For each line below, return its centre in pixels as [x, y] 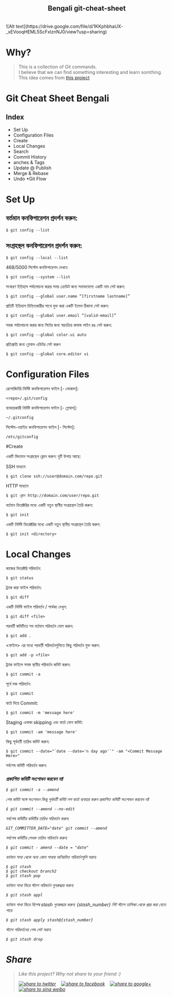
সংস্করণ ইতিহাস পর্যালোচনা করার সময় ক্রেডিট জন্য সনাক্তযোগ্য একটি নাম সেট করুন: [65, 286]
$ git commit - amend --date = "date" [47, 847]
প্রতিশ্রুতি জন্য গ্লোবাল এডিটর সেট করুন [33, 344]
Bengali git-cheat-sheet [87, 8]
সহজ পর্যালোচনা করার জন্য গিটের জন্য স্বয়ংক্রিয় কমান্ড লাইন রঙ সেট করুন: [59, 325]
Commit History [30, 157]
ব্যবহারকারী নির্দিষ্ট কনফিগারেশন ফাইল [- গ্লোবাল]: [42, 408]
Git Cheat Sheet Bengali [58, 98]
